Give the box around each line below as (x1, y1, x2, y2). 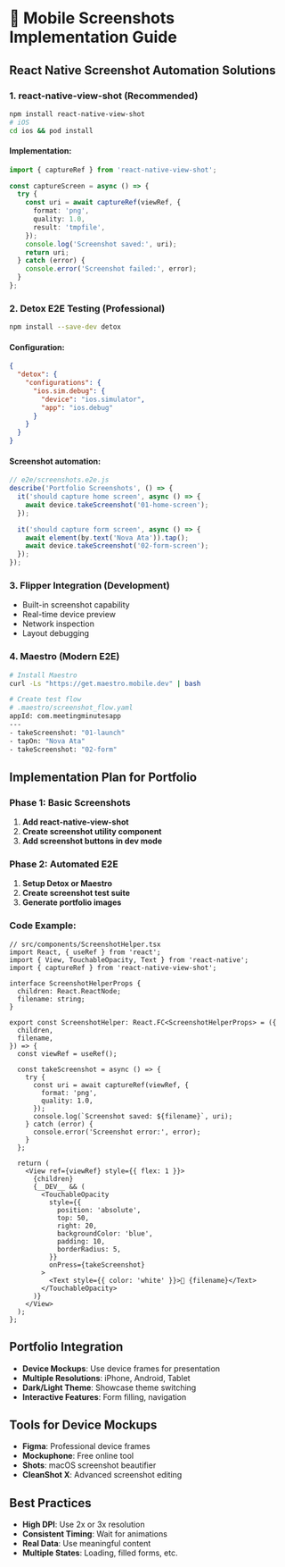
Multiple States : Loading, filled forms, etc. (21, 1547, 178, 1558)
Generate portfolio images (21, 897, 122, 908)
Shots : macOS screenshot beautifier (21, 1460, 157, 1471)
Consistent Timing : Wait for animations (21, 1529, 167, 1539)
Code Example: (9, 919, 77, 932)
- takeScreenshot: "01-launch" (9, 728, 126, 737)
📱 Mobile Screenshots (9, 8, 175, 29)
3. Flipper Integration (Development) (9, 579, 171, 591)
